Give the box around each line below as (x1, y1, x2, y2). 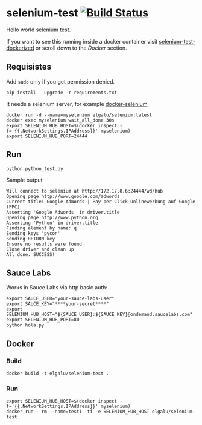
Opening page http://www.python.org (6, 214, 98, 220)
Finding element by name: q (6, 225, 77, 231)
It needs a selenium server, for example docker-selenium (6, 100, 148, 107)
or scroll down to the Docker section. (35, 44, 128, 51)
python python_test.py (6, 165, 63, 172)
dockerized (6, 44, 34, 51)
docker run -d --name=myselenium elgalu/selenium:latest (6, 112, 153, 118)
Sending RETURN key (6, 236, 55, 242)
